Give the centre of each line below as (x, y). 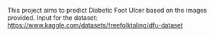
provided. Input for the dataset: (53, 18)
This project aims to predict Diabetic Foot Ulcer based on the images (107, 10)
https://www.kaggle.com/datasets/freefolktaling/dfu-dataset (95, 25)
